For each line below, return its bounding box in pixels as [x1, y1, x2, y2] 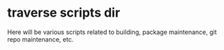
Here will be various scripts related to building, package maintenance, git [7, 28, 217, 36]
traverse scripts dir [7, 5, 121, 21]
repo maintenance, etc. [7, 35, 74, 43]
